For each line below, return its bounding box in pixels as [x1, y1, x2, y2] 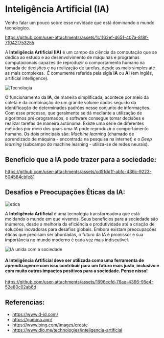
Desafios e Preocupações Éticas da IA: [5, 188, 126, 197]
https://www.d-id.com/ [12, 311, 59, 317]
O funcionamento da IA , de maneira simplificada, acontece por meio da [5, 94, 149, 100]
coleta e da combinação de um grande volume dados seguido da [5, 99, 136, 105]
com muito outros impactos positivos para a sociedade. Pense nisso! [5, 268, 148, 274]
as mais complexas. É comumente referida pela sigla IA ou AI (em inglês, [5, 70, 153, 76]
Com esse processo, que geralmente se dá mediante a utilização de [5, 110, 142, 116]
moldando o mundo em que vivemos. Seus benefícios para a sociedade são [5, 216, 158, 222]
